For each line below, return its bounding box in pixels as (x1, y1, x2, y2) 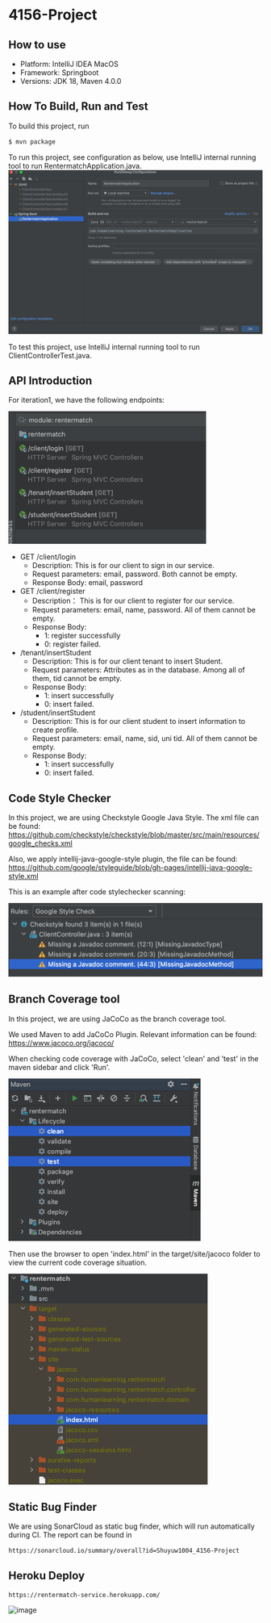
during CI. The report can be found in (8, 1530, 132, 1540)
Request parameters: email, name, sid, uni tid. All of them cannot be (31, 734, 258, 743)
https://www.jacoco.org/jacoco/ (8, 1038, 115, 1048)
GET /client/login (19, 552, 77, 562)
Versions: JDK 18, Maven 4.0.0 (19, 77, 122, 86)
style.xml (8, 872, 39, 881)
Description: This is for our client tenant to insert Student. (31, 656, 223, 667)
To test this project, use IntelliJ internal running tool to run (8, 341, 200, 352)
